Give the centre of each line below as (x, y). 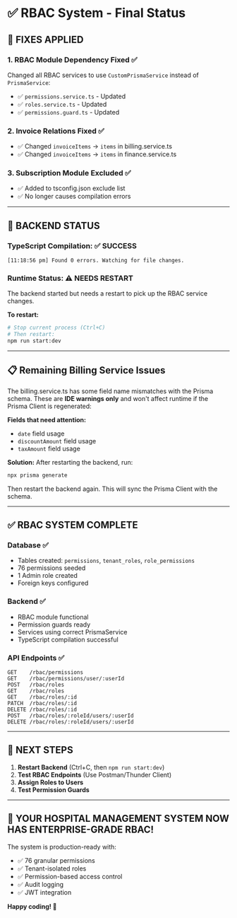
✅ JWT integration (44, 892)
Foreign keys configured (53, 583)
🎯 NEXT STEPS (40, 750)
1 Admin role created (47, 576)
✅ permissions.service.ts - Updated (72, 96)
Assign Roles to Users (50, 782)
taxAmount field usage (49, 448)
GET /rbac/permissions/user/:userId (66, 679)
